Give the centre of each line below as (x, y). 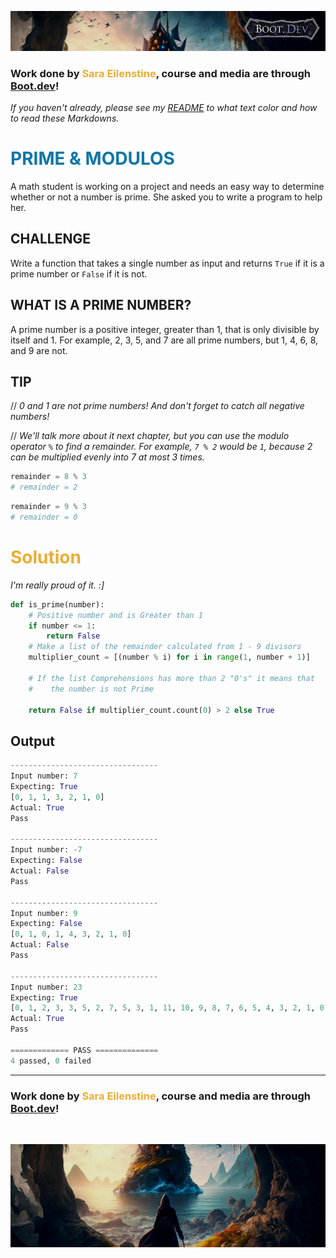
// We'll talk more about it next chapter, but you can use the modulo (150, 436)
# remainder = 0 (44, 517)
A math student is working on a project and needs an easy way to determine (167, 186)
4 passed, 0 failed (51, 1061)
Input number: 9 (44, 913)
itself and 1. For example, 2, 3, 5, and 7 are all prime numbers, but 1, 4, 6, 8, (164, 340)
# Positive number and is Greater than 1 (115, 615)
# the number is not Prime (91, 689)
